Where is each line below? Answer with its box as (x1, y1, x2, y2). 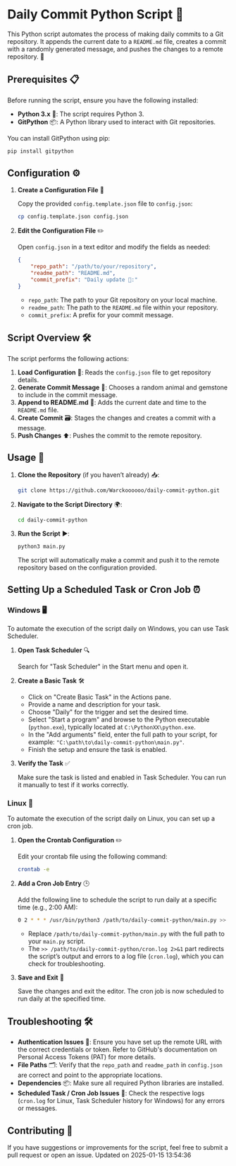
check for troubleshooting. (27, 959, 106, 967)
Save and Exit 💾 (17, 973, 65, 982)
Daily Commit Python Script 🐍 (7, 6, 185, 23)
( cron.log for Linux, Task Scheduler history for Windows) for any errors (17, 1097, 225, 1105)
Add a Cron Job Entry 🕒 (17, 879, 90, 888)
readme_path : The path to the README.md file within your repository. (27, 303, 218, 312)
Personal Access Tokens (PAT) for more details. (17, 1053, 156, 1061)
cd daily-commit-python (17, 517, 88, 524)
